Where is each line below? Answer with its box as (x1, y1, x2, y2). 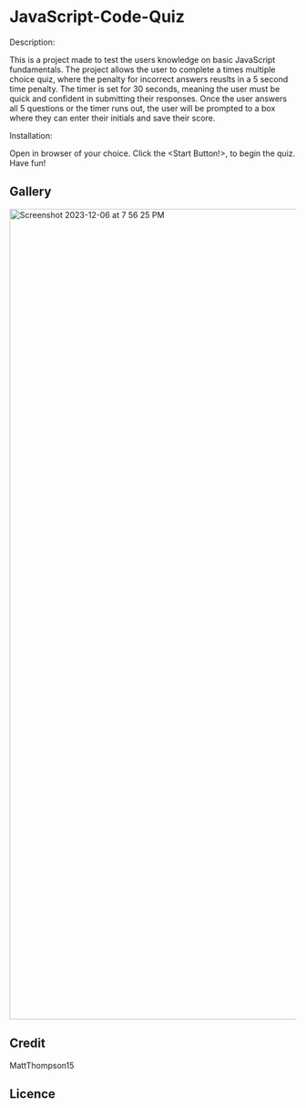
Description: (9, 37, 56, 47)
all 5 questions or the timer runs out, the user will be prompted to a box (9, 102, 276, 113)
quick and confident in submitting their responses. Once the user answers (9, 93, 288, 104)
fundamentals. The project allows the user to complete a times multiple (9, 64, 276, 75)
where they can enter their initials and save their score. (9, 112, 216, 123)
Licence (9, 1086, 56, 1102)
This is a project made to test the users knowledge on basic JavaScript (9, 54, 276, 65)
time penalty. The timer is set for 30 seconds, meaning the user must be (9, 83, 280, 94)
